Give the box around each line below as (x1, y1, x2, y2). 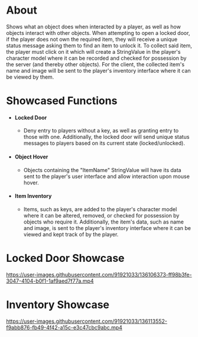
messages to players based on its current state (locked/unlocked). (23, 140, 185, 147)
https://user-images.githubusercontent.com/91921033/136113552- (6, 317, 167, 325)
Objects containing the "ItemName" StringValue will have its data (23, 166, 181, 173)
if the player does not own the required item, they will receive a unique (6, 35, 178, 43)
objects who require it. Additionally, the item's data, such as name (23, 218, 184, 225)
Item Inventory (14, 193, 52, 200)
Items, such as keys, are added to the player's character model (23, 205, 177, 213)
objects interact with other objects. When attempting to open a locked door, (6, 29, 190, 36)
